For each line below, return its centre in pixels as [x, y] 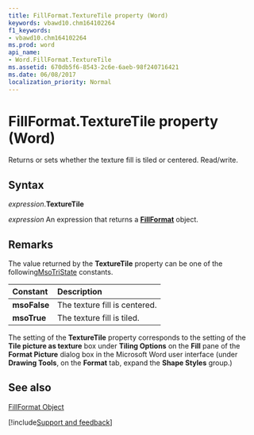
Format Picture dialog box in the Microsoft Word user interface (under [123, 355]
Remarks [31, 244]
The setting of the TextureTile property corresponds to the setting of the [127, 337]
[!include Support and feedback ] [60, 422]
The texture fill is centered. [107, 305]
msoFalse [31, 305]
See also [30, 388]
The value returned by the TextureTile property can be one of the [115, 264]
